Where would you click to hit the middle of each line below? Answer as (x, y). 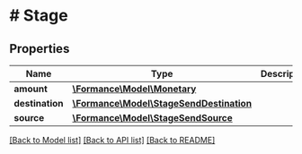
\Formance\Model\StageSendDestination (162, 103)
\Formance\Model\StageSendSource (152, 118)
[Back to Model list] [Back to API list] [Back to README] (112, 140)
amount (31, 89)
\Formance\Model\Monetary (134, 89)
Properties (40, 49)
